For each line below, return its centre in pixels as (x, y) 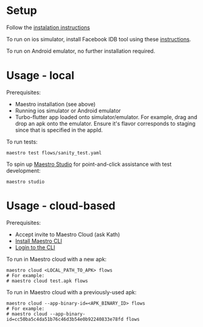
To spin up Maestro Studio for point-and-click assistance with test (89, 164)
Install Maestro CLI (39, 241)
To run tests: (22, 142)
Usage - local (40, 76)
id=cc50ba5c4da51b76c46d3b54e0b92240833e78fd (65, 319)
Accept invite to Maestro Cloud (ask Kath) (67, 234)
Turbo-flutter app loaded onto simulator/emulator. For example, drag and (106, 117)
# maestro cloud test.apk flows (47, 281)
